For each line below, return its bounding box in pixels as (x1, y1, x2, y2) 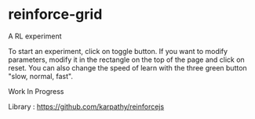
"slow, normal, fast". (8, 71, 73, 81)
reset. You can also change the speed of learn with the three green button (8, 63, 247, 72)
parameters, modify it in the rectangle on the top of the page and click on (8, 55, 245, 64)
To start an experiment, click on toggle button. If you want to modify (8, 46, 228, 56)
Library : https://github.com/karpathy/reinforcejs (8, 102, 165, 111)
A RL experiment (8, 31, 62, 41)
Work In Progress (8, 86, 64, 96)
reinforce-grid (8, 5, 103, 23)
